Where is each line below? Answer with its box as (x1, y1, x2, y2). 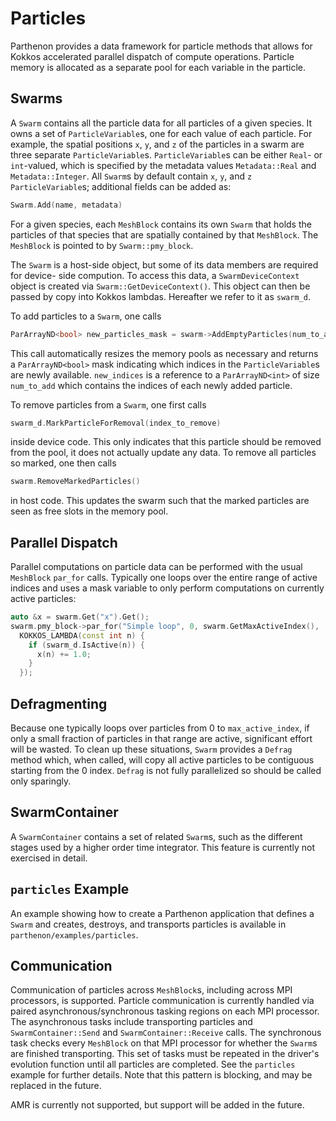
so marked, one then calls (10, 457, 117, 469)
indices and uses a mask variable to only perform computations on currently (10, 582, 325, 594)
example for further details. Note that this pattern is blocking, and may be (10, 1069, 313, 1081)
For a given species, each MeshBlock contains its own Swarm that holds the (10, 218, 312, 230)
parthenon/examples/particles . (10, 928, 139, 941)
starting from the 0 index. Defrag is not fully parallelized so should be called (10, 765, 322, 776)
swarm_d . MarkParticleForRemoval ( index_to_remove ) (10, 418, 222, 428)
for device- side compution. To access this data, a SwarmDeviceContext (10, 269, 300, 281)
